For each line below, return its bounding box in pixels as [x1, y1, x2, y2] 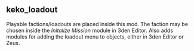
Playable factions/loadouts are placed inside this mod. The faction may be [6, 20, 189, 27]
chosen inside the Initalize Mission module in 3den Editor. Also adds [6, 27, 174, 34]
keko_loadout [6, 5, 58, 15]
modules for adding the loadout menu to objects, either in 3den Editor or [6, 33, 184, 40]
